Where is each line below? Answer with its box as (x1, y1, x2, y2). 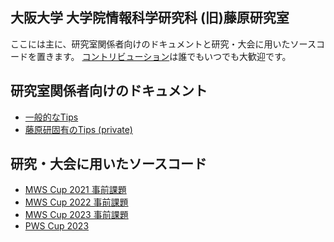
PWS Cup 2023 (24, 220, 90, 232)
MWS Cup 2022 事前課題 (24, 196, 129, 208)
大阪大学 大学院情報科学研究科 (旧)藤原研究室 (10, 9, 290, 27)
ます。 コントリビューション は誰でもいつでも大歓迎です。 (53, 50, 292, 62)
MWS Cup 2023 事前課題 (24, 209, 129, 221)
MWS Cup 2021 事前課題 (24, 184, 127, 196)
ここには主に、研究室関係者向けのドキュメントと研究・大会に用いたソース (10, 38, 317, 50)
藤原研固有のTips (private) (24, 123, 133, 135)
